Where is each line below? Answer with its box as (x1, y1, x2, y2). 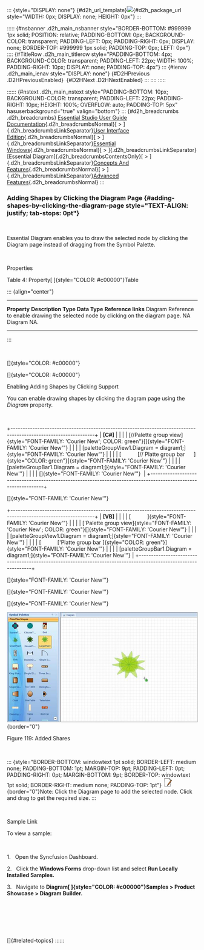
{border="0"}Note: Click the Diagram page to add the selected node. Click (7, 788, 192, 796)
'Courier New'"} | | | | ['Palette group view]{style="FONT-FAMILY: (28, 520, 192, 527)
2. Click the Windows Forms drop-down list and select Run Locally (7, 865, 178, 872)
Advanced (93, 172, 119, 179)
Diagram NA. (7, 318, 39, 326)
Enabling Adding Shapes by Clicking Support (7, 383, 119, 390)
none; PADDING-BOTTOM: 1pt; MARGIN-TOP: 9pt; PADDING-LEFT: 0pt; (7, 765, 185, 772)
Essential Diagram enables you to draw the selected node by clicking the (7, 235, 188, 242)
